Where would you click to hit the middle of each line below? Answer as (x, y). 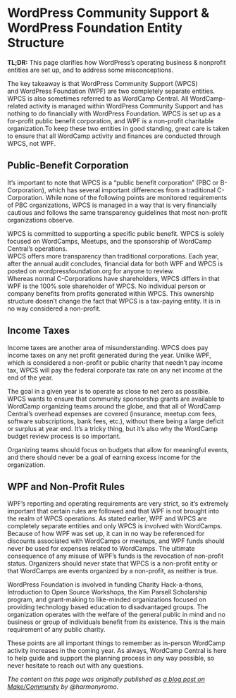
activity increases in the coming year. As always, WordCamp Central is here (117, 651)
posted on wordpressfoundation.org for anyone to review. (91, 271)
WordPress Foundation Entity (95, 28)
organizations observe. (41, 220)
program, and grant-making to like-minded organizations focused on (107, 599)
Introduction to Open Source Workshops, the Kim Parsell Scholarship (107, 592)
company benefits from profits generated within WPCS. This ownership (111, 293)
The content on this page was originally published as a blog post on (106, 679)
